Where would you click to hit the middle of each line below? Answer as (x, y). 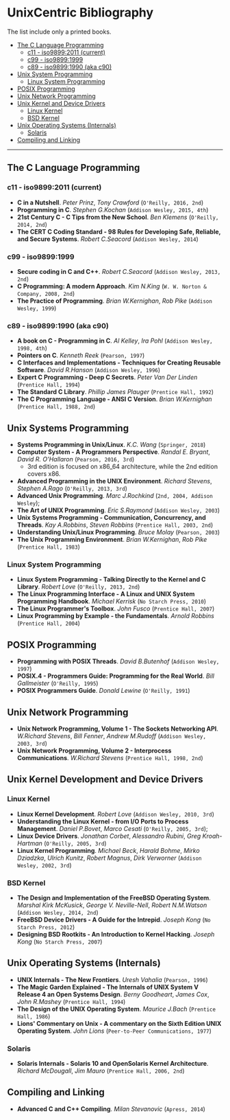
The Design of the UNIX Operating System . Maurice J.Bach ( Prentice (116, 1009)
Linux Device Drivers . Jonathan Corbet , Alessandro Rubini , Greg (109, 836)
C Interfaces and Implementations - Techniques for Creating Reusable (119, 363)
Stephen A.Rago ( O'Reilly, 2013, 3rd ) (72, 488)
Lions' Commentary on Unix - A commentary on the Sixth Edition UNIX (119, 1023)
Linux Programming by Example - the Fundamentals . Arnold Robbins (115, 616)
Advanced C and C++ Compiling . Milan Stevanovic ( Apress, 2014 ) (111, 1109)
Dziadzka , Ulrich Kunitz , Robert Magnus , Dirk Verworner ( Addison (109, 858)
